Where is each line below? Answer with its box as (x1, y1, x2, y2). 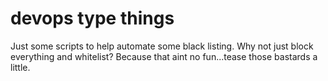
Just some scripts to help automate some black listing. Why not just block (10, 40, 314, 52)
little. (10, 61, 31, 73)
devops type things (10, 7, 175, 30)
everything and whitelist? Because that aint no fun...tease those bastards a (10, 50, 318, 62)
